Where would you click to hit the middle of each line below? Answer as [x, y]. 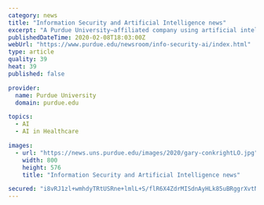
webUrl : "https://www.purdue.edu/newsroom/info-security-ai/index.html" [130, 45]
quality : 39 [27, 60]
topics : [21, 117]
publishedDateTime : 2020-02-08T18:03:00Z [77, 37]
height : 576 [42, 167]
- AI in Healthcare [47, 132]
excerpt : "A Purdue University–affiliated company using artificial [123, 30]
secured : [22, 189]
